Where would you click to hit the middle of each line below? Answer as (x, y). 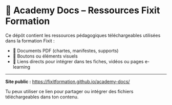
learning (21, 67)
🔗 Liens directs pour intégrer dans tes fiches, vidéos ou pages (78, 61)
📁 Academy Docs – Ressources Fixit (83, 10)
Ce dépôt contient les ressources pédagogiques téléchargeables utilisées (83, 35)
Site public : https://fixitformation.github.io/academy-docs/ (68, 82)
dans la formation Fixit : (30, 41)
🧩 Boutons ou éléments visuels (45, 56)
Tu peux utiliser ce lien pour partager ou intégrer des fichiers (69, 91)
